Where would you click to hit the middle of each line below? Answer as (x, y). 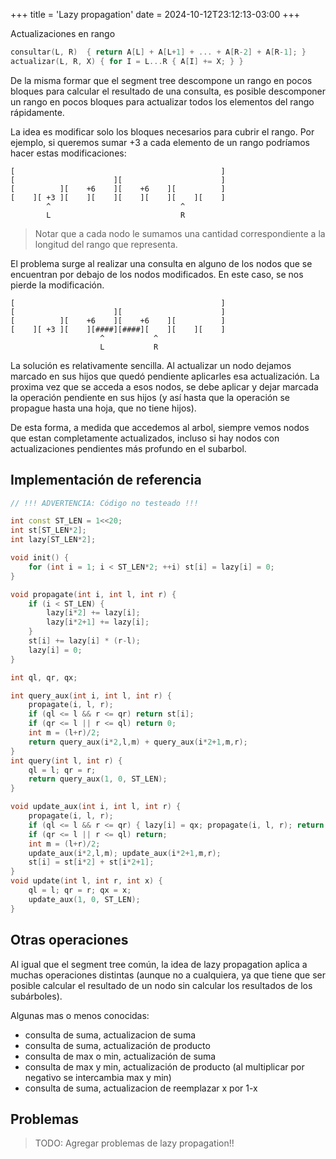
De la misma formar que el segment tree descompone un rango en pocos (161, 80)
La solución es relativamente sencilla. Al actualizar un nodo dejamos (151, 365)
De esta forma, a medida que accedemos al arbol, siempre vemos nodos (160, 427)
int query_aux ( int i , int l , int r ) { (91, 695)
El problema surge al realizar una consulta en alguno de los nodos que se (161, 263)
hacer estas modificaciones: (68, 153)
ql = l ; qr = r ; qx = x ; (80, 890)
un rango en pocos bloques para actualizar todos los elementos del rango (162, 101)
